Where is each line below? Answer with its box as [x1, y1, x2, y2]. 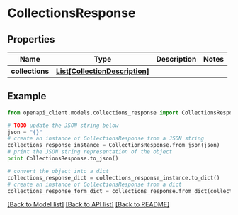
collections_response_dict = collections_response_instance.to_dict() [7, 174, 220, 182]
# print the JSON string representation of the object [7, 148, 173, 155]
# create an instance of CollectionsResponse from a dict [7, 181, 182, 188]
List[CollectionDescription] [55, 66, 150, 76]
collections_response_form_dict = [7, 187, 110, 194]
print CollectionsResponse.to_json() [7, 155, 119, 162]
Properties [7, 33, 55, 45]
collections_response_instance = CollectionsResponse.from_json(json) [7, 142, 220, 149]
